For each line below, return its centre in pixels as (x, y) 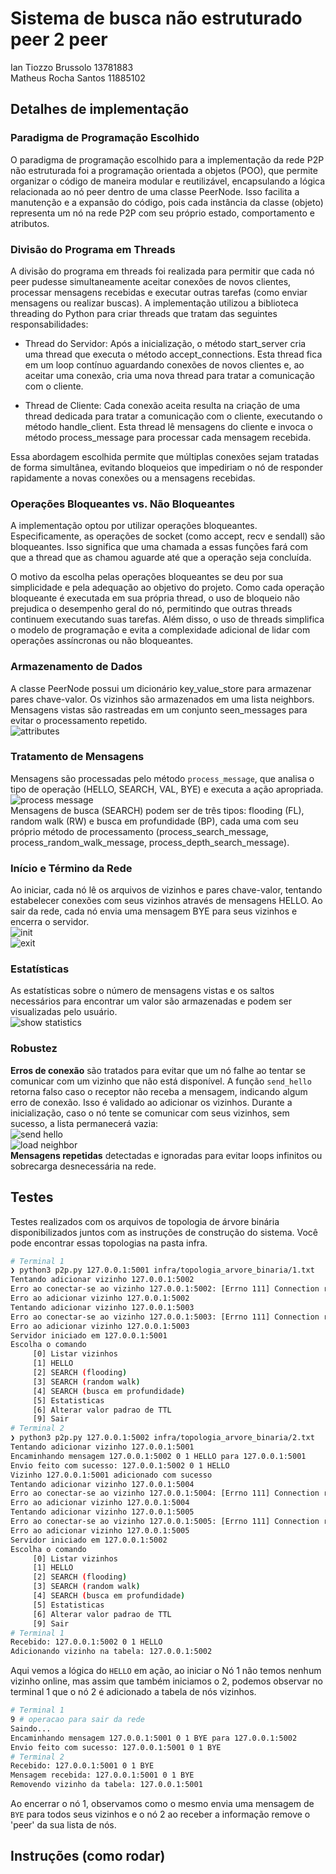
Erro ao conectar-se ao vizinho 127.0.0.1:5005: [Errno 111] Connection (165, 1522)
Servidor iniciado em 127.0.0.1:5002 (89, 1540)
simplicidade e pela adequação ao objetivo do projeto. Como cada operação (167, 588)
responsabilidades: (49, 324)
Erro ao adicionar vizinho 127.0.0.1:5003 (100, 1326)
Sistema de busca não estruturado (156, 18)
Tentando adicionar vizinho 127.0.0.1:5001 (102, 1447)
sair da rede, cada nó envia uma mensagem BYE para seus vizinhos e (154, 911)
